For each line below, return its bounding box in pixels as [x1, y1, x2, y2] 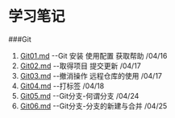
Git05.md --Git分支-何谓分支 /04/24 [19, 91, 140, 100]
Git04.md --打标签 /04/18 [19, 81, 105, 91]
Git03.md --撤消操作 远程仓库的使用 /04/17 [19, 71, 163, 80]
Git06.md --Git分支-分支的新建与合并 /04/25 [19, 101, 168, 111]
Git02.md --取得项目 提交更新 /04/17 [19, 61, 141, 71]
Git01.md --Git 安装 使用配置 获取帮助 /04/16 [19, 51, 168, 60]
